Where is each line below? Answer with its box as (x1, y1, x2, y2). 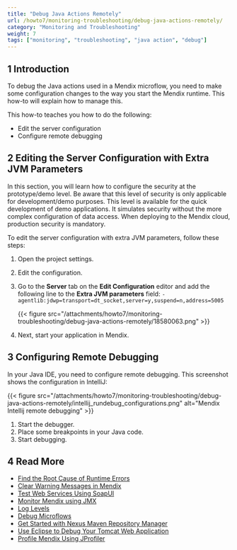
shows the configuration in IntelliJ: (7, 377, 108, 386)
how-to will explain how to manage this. (7, 96, 123, 105)
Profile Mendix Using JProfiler (17, 534, 105, 543)
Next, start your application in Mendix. (17, 331, 129, 339)
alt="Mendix (183, 399, 221, 407)
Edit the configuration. (17, 268, 83, 277)
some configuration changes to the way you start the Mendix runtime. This (7, 89, 225, 98)
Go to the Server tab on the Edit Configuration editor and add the (17, 282, 210, 290)
